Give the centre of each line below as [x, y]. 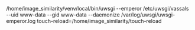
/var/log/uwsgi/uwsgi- [148, 15]
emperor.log [21, 21]
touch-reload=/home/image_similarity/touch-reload [99, 21]
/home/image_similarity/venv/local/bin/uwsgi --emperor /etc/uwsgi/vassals [97, 9]
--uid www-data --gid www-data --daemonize [63, 15]
